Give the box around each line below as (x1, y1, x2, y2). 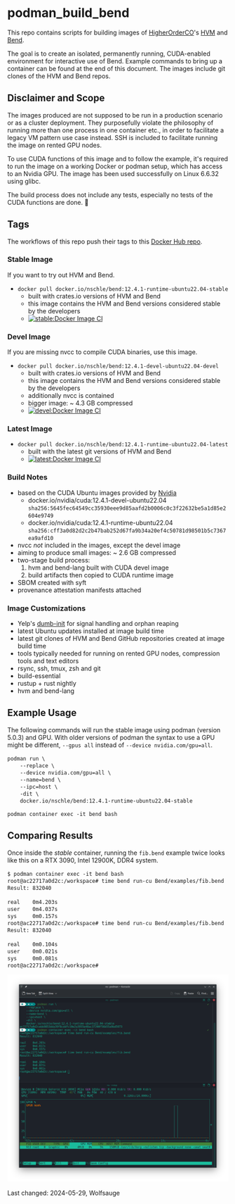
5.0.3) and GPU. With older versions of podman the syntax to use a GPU (7, 733, 215, 741)
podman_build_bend (7, 5, 130, 21)
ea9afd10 (27, 534, 54, 541)
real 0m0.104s (7, 941, 58, 948)
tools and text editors (17, 657, 79, 665)
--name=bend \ (20, 776, 61, 783)
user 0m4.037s (7, 905, 58, 913)
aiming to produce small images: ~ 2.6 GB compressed (17, 548, 177, 557)
